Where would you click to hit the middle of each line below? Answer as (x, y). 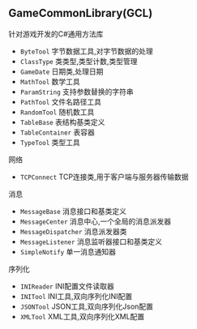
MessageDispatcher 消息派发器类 (73, 231)
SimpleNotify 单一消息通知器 (68, 251)
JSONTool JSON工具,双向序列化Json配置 (87, 306)
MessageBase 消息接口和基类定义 (73, 211)
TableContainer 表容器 (57, 132)
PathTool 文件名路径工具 (61, 101)
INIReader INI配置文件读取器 (67, 286)
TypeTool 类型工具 (50, 142)
